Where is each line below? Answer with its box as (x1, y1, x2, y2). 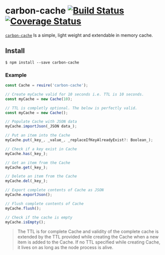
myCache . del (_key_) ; (5, 178, 48, 183)
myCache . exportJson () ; (5, 192, 52, 197)
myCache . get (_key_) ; (5, 165, 48, 170)
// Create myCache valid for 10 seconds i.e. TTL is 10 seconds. (5, 91, 144, 97)
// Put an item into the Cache (5, 133, 70, 138)
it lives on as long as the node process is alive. (17, 244, 113, 250)
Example (5, 71, 27, 78)
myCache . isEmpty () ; (5, 219, 46, 224)
